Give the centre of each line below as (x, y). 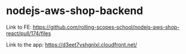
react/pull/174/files (28, 33)
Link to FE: (19, 27)
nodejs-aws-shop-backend (75, 11)
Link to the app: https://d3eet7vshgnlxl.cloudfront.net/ (72, 45)
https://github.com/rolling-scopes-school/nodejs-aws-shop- (106, 27)
